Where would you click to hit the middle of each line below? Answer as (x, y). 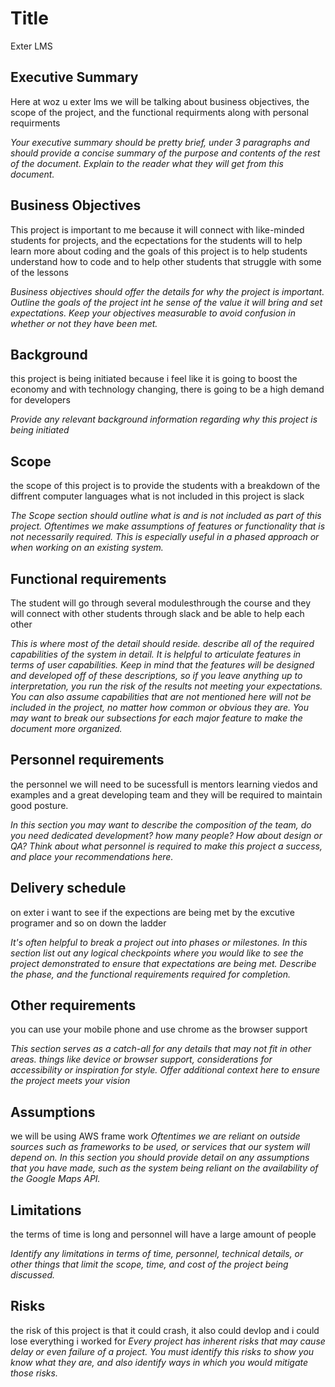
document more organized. (66, 728)
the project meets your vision (70, 1081)
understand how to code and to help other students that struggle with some (166, 261)
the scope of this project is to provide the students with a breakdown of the (165, 486)
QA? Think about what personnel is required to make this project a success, (166, 846)
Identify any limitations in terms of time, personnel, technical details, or (157, 1254)
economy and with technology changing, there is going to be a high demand (167, 389)
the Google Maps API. (55, 1179)
